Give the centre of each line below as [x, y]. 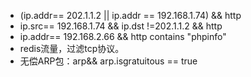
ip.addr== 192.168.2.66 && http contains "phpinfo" [123, 36]
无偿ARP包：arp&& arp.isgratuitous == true [108, 61]
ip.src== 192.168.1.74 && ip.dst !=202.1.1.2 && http [121, 26]
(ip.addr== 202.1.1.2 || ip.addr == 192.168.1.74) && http [130, 15]
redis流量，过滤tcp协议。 [72, 48]
